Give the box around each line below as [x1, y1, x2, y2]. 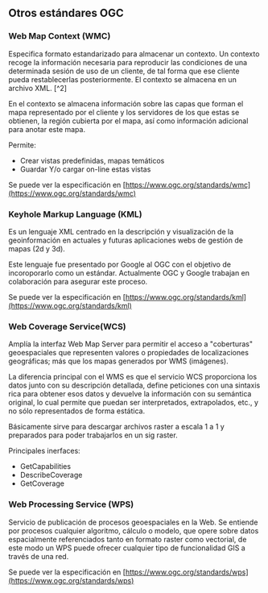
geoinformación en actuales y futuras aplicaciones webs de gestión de [8, 235, 244, 245]
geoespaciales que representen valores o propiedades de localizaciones [8, 348, 249, 358]
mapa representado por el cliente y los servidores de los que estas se [8, 107, 240, 117]
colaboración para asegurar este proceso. [8, 276, 148, 286]
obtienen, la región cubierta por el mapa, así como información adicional [8, 116, 249, 126]
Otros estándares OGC [8, 6, 125, 20]
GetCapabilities [19, 462, 71, 471]
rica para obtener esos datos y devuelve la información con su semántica [8, 389, 252, 399]
